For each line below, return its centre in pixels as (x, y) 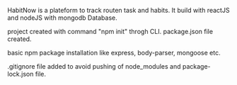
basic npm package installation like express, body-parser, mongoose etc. (114, 53)
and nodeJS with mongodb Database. (63, 18)
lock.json (21, 74)
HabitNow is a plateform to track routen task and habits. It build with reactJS (118, 10)
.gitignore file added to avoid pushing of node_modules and (94, 66)
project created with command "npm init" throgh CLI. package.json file (110, 32)
